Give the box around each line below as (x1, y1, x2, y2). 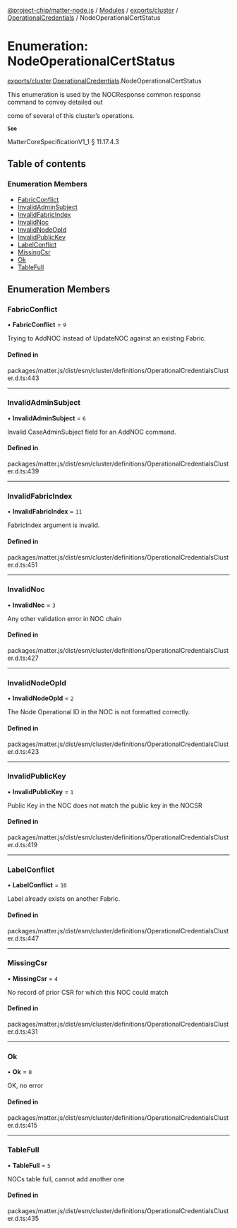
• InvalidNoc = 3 (7, 601, 56, 609)
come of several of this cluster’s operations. (7, 111, 135, 119)
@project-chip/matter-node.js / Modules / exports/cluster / (7, 6, 178, 14)
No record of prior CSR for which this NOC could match (7, 988, 169, 996)
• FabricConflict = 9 (7, 321, 67, 329)
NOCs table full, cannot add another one (7, 1174, 125, 1183)
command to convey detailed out (7, 98, 104, 106)
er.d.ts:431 (7, 1027, 38, 1036)
